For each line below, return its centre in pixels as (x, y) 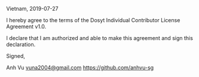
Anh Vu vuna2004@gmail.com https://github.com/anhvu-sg (80, 67)
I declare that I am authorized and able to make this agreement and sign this (99, 38)
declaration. (21, 44)
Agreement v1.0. (26, 27)
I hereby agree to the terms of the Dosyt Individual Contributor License (93, 20)
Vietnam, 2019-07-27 (32, 9)
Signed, (16, 56)
